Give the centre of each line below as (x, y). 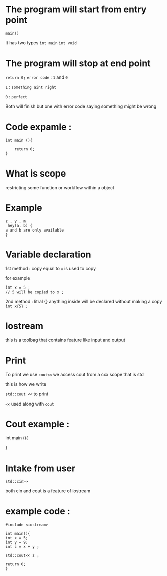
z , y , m (16, 221)
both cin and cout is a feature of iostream (48, 491)
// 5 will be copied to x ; (35, 292)
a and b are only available (35, 230)
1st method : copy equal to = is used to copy (51, 268)
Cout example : (37, 424)
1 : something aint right (31, 87)
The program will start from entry (76, 9)
